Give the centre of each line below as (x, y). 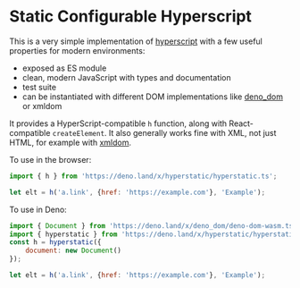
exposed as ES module (64, 68)
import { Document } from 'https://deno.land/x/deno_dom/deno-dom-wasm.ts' (153, 225)
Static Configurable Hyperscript (131, 17)
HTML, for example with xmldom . (71, 142)
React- (242, 123)
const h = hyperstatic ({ (55, 242)
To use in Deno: (38, 209)
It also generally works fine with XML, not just (192, 132)
